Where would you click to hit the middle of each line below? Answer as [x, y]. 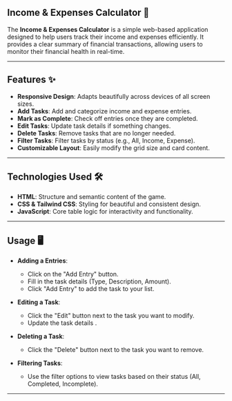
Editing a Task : [39, 302]
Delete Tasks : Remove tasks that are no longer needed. [96, 133]
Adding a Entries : [42, 261]
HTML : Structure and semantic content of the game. [91, 197]
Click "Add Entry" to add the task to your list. [91, 289]
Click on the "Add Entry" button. [73, 274]
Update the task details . [62, 323]
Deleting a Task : [41, 337]
